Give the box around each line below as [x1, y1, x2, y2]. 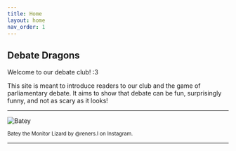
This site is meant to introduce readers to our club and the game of [7, 81, 202, 90]
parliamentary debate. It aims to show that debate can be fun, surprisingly [7, 89, 222, 98]
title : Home [7, 10, 42, 18]
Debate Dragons [7, 49, 80, 61]
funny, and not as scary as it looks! [7, 96, 109, 105]
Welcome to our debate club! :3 [7, 68, 98, 77]
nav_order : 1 [7, 23, 46, 30]
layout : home [7, 17, 46, 24]
